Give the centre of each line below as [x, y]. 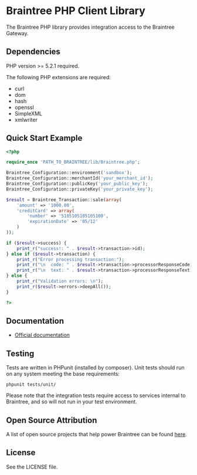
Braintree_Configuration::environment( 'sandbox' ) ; [69, 173]
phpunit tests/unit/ [31, 385]
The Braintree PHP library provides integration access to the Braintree [90, 27]
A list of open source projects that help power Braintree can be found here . [97, 434]
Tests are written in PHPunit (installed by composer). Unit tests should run [95, 368]
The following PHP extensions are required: [59, 77]
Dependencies [33, 52]
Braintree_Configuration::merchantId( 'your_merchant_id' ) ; [80, 178]
